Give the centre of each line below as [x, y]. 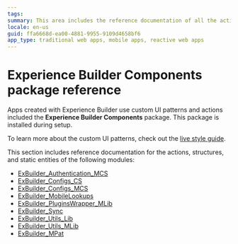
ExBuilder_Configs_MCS [53, 189]
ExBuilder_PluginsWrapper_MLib [65, 204]
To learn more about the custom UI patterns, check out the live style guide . [117, 139]
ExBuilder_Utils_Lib [45, 219]
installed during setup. [40, 125]
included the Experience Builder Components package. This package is [113, 117]
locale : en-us [28, 27]
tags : [15, 14]
